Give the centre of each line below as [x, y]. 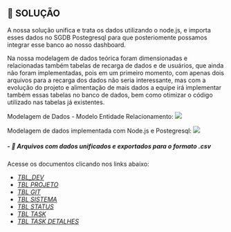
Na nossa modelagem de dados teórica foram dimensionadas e [98, 58]
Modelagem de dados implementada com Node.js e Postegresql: [100, 130]
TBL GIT [29, 192]
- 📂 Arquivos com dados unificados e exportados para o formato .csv [109, 146]
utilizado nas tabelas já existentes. [56, 102]
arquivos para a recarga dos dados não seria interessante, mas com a [107, 80]
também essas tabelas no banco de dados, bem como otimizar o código [110, 95]
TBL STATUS [35, 206]
